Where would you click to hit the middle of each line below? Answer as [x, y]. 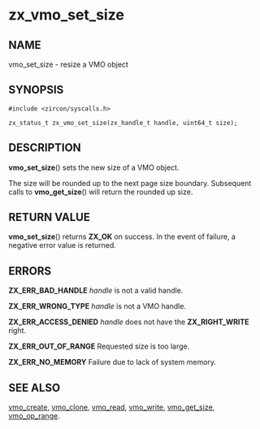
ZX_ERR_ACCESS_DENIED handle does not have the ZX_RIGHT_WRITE [129, 322]
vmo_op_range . [34, 416]
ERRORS [30, 271]
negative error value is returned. [62, 245]
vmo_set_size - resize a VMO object [68, 64]
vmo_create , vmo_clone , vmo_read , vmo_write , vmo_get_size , [112, 407]
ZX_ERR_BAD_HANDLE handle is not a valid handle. [96, 291]
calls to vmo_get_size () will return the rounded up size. [101, 192]
